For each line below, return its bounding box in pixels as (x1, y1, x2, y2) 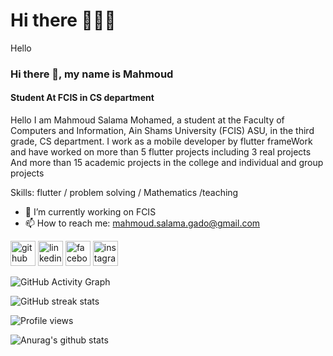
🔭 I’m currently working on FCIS (24, 206, 157, 218)
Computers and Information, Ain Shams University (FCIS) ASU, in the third (10, 125, 315, 137)
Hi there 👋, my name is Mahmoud (10, 67, 174, 81)
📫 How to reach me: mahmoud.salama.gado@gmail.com (24, 217, 261, 229)
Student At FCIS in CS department (10, 92, 155, 104)
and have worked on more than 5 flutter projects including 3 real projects (10, 146, 312, 158)
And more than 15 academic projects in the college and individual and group (10, 157, 324, 169)
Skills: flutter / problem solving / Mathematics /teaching (10, 187, 239, 199)
